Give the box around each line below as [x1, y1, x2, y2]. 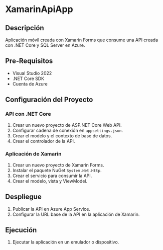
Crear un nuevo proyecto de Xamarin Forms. [12, 162, 104, 168]
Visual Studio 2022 [12, 70, 52, 76]
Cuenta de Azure [12, 80, 48, 87]
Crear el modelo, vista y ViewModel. [12, 178, 88, 184]
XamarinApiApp [5, 4, 74, 15]
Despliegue [5, 193, 42, 201]
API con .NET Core [5, 111, 51, 118]
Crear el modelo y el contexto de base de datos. [12, 132, 112, 139]
